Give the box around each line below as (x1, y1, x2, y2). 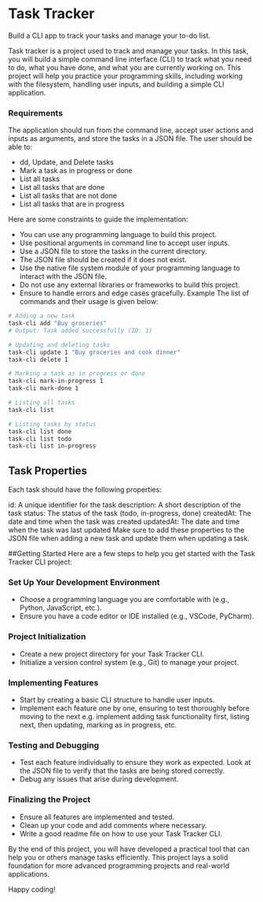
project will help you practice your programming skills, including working (8, 71, 243, 80)
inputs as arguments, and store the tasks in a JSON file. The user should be (8, 134, 253, 143)
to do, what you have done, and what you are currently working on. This (8, 62, 241, 72)
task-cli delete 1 (8, 355, 68, 363)
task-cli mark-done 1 (8, 384, 79, 392)
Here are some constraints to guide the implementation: (8, 214, 188, 225)
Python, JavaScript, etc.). (19, 603, 102, 613)
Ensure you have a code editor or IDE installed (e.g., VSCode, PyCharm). (19, 611, 254, 621)
